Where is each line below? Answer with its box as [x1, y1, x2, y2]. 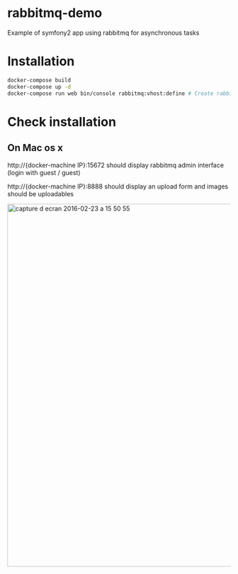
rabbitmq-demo [7, 5, 103, 21]
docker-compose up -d [7, 83, 72, 90]
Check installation [7, 113, 117, 130]
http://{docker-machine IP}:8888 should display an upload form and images [7, 182, 229, 191]
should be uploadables [7, 189, 74, 198]
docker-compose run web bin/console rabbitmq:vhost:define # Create [7, 90, 214, 97]
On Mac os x [7, 142, 64, 154]
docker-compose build [7, 77, 72, 84]
